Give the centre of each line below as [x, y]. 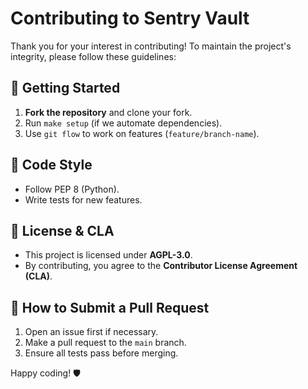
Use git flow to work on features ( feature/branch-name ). [142, 133]
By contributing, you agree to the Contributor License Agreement [161, 266]
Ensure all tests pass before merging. [101, 353]
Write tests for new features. [83, 199]
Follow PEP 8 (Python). [72, 189]
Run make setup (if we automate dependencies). [123, 123]
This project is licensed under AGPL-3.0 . [108, 255]
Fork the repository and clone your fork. [108, 112]
